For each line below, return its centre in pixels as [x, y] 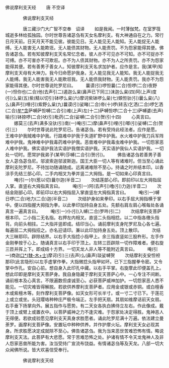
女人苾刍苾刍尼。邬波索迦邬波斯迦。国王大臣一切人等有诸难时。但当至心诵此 [84, 161]
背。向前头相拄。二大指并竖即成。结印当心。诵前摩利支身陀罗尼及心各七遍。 [84, 224]
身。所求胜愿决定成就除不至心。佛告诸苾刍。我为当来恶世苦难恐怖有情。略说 [84, 331]
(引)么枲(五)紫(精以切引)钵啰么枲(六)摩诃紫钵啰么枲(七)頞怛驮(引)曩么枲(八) [82, 98]
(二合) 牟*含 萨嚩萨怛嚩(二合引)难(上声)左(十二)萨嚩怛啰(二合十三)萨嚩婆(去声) [84, 111]
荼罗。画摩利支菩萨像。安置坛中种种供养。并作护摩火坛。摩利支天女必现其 [82, 324]
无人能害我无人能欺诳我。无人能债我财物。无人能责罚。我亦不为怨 [95, 79]
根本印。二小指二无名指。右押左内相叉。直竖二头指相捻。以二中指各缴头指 [82, 217]
